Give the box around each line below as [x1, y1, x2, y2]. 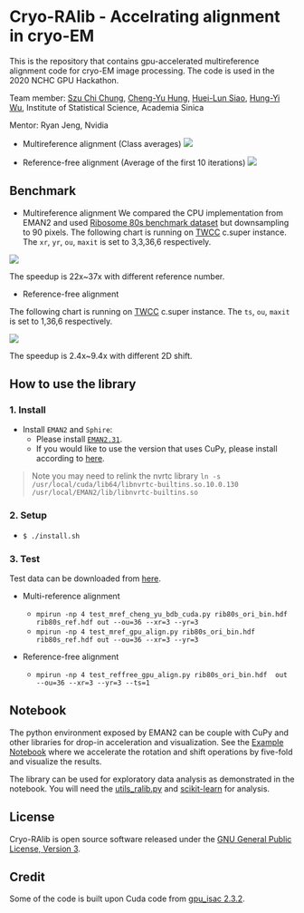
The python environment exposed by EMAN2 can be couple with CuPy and [9, 727, 290, 738]
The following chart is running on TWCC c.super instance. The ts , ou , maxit [9, 306, 290, 316]
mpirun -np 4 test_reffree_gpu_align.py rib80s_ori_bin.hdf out [35, 671, 288, 680]
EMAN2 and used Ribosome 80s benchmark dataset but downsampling [22, 217, 290, 228]
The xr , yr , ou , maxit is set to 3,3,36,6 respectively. [22, 236, 212, 247]
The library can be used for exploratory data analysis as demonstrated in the [9, 773, 295, 784]
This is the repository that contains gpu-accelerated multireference [9, 55, 260, 66]
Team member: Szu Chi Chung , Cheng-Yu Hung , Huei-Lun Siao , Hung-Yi [9, 92, 280, 103]
